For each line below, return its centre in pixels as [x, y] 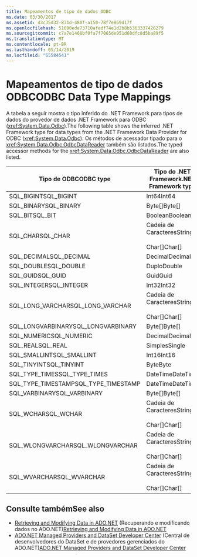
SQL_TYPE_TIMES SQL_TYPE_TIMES [59, 374]
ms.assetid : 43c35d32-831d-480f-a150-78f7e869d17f [69, 22]
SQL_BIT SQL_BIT [33, 215]
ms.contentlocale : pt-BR [36, 45]
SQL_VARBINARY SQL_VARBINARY [56, 393]
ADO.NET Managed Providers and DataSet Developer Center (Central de [102, 535]
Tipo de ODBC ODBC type [75, 179]
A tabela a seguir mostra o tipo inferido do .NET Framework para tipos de [94, 113]
